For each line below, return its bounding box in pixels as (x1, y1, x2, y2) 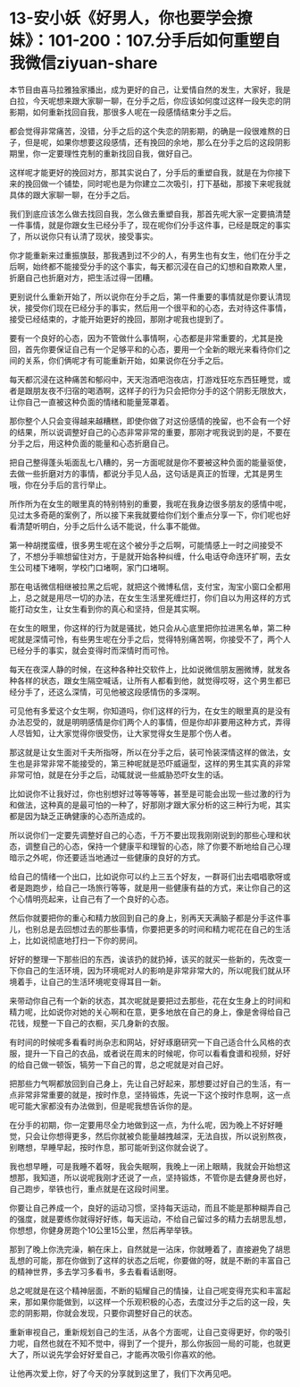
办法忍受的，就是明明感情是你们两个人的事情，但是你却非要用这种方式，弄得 (9, 716, 291, 727)
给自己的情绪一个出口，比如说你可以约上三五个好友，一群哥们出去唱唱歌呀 (9, 870, 283, 882)
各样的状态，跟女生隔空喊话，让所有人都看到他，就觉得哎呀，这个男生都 (16, 675, 283, 686)
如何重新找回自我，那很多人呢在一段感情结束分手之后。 (32, 107, 237, 117)
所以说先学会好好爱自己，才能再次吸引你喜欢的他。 (32, 1348, 221, 1359)
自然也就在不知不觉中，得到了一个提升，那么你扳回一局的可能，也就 (32, 1338, 283, 1348)
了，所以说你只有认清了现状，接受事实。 (9, 230, 158, 242)
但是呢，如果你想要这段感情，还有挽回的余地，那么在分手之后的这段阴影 (24, 136, 291, 148)
